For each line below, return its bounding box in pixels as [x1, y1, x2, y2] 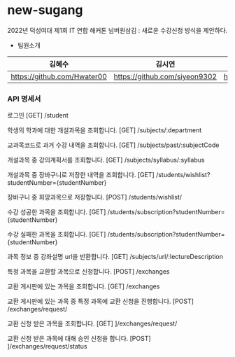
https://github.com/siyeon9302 [113, 71, 217, 81]
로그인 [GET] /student [7, 111, 69, 120]
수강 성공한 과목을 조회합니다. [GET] [7, 208, 106, 216]
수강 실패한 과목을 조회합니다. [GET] [7, 230, 106, 239]
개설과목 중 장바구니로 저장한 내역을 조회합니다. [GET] [7, 171, 155, 179]
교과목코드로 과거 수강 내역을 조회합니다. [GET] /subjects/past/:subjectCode [7, 141, 220, 149]
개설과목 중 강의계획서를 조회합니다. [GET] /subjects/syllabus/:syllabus [7, 156, 205, 164]
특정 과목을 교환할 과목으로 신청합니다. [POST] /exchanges [7, 267, 170, 276]
